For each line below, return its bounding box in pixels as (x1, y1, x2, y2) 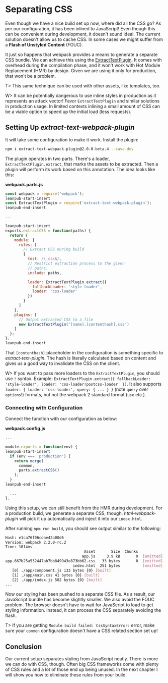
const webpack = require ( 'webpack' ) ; (5, 191, 85, 196)
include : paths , (27, 270, 62, 276)
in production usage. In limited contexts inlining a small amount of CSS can (5, 103, 160, 109)
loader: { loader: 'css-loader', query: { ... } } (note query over (5, 386, 148, 392)
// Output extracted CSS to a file (18, 317, 94, 322)
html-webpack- (124, 510, 156, 516)
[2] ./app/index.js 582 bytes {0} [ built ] (12, 577, 102, 583)
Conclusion (5, 642, 42, 651)
